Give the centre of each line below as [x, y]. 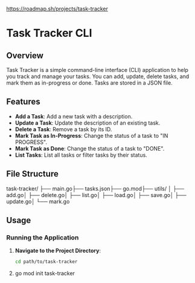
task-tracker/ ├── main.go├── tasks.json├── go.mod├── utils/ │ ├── [95, 188]
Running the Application [43, 237]
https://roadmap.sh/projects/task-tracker [57, 9]
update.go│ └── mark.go [38, 201]
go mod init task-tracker [45, 273]
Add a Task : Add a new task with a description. [74, 116]
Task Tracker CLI [49, 33]
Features [23, 102]
